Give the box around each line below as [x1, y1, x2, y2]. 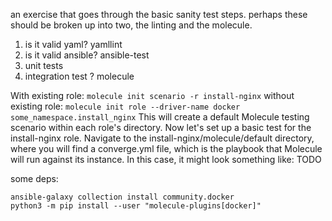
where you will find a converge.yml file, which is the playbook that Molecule [10, 143, 323, 154]
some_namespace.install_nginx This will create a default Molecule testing [10, 111, 310, 123]
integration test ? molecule [24, 70, 135, 82]
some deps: [10, 173, 59, 184]
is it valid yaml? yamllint [24, 39, 123, 50]
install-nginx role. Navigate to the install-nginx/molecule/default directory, [10, 132, 315, 144]
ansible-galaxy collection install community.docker [10, 192, 235, 202]
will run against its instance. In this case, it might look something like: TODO [10, 154, 322, 165]
